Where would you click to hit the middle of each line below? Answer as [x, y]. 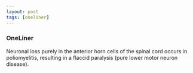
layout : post [22, 12]
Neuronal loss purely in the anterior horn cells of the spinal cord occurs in [97, 51]
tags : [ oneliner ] [28, 17]
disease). [18, 64]
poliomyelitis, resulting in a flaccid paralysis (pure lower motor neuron [92, 57]
